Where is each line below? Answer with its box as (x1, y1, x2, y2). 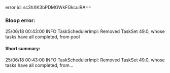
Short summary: (5, 45, 41, 51)
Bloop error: (5, 17, 36, 24)
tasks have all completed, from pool (5, 34, 80, 40)
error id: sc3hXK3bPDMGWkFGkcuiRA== (5, 5, 91, 10)
